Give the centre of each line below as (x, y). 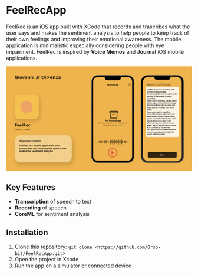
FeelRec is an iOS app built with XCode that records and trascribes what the (98, 27)
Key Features (31, 187)
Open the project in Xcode (47, 259)
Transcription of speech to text (53, 202)
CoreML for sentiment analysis (52, 214)
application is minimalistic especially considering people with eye (85, 45)
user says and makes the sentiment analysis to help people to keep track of (98, 32)
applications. (22, 58)
